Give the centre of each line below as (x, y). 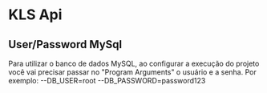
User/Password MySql (65, 44)
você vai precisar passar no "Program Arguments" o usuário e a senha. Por (132, 72)
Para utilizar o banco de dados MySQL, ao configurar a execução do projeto (134, 63)
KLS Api (35, 15)
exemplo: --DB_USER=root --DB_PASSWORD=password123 (107, 81)
